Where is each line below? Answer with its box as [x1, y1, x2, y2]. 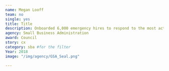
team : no [5, 12, 24, 17]
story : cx [5, 40, 26, 45]
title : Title [5, 21, 33, 26]
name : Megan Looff [5, 7, 44, 12]
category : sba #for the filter [5, 44, 71, 49]
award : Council [5, 35, 37, 40]
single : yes [5, 16, 30, 21]
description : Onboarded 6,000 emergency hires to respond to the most [5, 26, 156, 31]
